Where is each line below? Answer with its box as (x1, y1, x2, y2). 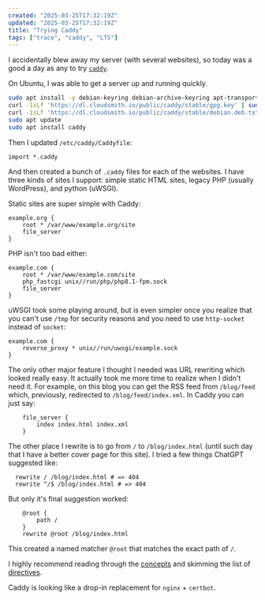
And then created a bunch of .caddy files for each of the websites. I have (8, 166, 244, 176)
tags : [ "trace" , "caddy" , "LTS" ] (8, 33, 118, 42)
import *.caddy (8, 153, 58, 161)
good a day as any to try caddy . (8, 64, 109, 73)
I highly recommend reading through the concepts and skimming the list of (8, 559, 251, 568)
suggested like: (8, 458, 58, 468)
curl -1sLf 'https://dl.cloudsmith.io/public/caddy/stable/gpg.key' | (8, 102, 245, 110)
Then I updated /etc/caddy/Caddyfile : (8, 137, 132, 147)
